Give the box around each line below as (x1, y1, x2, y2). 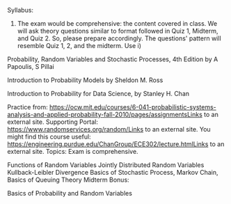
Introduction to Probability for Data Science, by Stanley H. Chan (7, 90, 190, 97)
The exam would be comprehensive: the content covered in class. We (17, 19, 218, 27)
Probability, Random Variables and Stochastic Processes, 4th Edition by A (7, 55, 218, 63)
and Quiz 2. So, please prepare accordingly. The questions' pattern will (17, 34, 221, 42)
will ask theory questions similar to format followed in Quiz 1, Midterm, (17, 27, 218, 35)
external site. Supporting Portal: (7, 118, 99, 126)
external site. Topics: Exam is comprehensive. (7, 148, 138, 155)
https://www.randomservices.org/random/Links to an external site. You (7, 125, 211, 133)
